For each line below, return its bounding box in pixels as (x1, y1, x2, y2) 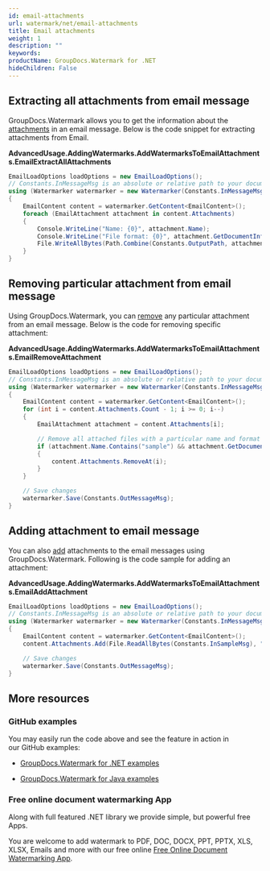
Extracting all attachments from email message (8, 94, 250, 108)
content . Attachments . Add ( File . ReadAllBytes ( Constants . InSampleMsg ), (22, 640, 257, 648)
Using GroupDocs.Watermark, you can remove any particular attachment (8, 311, 250, 321)
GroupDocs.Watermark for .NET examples (19, 758, 160, 768)
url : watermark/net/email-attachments (8, 19, 138, 27)
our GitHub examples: (8, 743, 80, 753)
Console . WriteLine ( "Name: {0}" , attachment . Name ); (37, 225, 211, 233)
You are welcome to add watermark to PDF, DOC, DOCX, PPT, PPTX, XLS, (8, 836, 253, 846)
